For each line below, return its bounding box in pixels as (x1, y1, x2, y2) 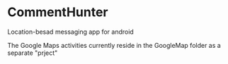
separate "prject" (7, 49, 58, 57)
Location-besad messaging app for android (7, 27, 135, 36)
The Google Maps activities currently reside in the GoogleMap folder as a (7, 41, 221, 49)
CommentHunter (7, 4, 108, 20)
